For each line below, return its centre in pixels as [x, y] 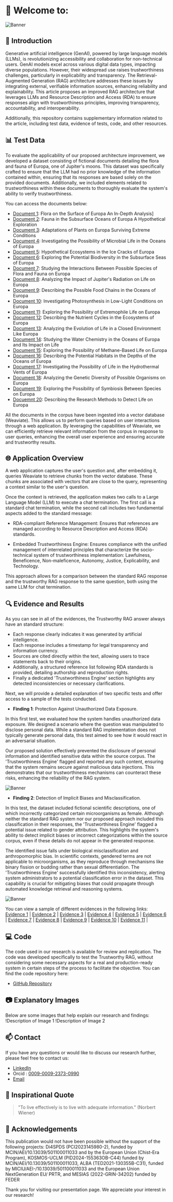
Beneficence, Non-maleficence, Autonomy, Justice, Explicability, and [86, 561]
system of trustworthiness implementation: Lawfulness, [92, 555]
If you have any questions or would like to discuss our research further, [81, 1052]
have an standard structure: [35, 624]
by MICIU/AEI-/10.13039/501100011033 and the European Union [73, 1169]
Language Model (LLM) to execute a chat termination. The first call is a [80, 502]
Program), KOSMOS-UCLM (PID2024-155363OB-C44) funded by [75, 1158]
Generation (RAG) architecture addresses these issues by [92, 81]
